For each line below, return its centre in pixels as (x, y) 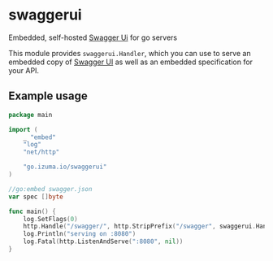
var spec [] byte (36, 197)
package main (30, 115)
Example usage (48, 96)
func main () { (32, 211)
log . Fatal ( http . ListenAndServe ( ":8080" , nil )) (103, 241)
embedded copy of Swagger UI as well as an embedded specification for (131, 62)
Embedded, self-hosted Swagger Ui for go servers (93, 37)
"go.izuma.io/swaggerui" (65, 167)
